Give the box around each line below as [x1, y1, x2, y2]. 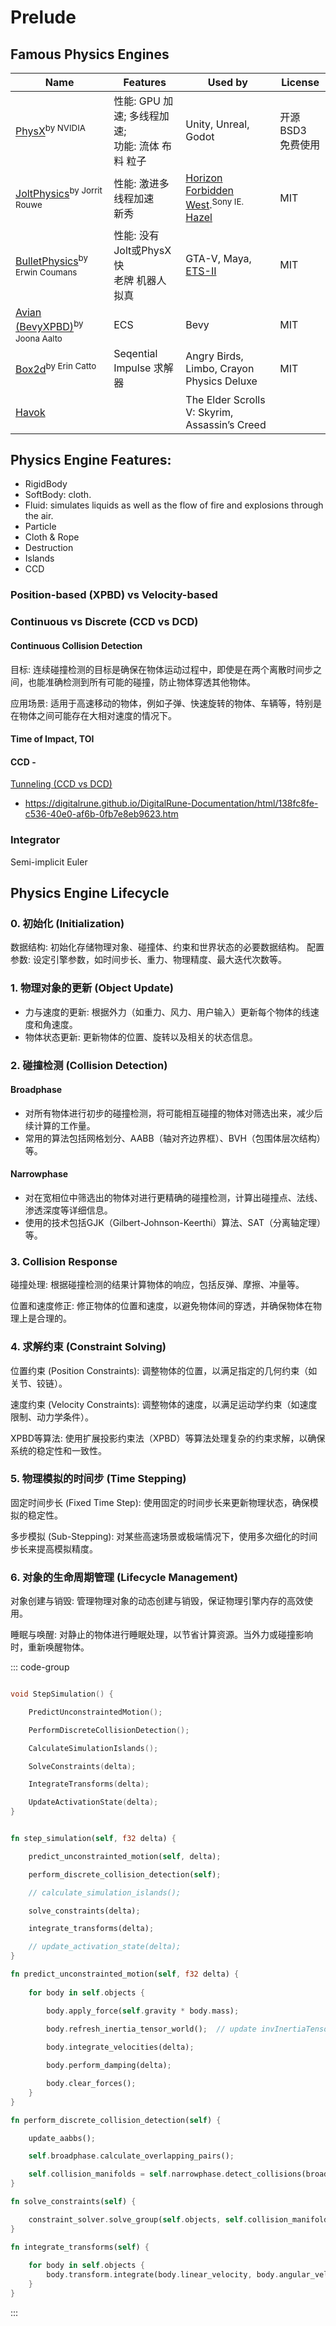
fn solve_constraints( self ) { [10, 2197, 137, 2207]
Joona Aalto [15, 332, 63, 344]
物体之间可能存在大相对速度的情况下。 [18, 709, 177, 721]
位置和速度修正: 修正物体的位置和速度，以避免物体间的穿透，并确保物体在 [10, 1300, 313, 1312]
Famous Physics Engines [10, 46, 170, 63]
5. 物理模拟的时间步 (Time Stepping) [10, 1472, 187, 1486]
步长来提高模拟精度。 [10, 1542, 98, 1555]
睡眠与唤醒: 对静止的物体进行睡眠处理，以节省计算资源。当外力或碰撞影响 [10, 1629, 313, 1641]
